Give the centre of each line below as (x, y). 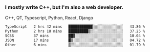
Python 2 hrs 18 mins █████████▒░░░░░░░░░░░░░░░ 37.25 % (75, 31)
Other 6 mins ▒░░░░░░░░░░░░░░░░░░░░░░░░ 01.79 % (75, 45)
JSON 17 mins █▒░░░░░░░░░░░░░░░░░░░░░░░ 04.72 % (75, 40)
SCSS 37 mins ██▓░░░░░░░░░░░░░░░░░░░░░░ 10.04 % (75, 36)
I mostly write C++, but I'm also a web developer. (64, 7)
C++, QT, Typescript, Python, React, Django (49, 18)
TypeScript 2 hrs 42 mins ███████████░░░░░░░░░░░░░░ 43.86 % (75, 27)
